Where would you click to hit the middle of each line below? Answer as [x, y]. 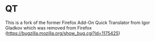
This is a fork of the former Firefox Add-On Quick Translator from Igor [78, 22]
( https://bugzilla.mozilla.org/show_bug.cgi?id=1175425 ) [63, 33]
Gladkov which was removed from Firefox [48, 27]
